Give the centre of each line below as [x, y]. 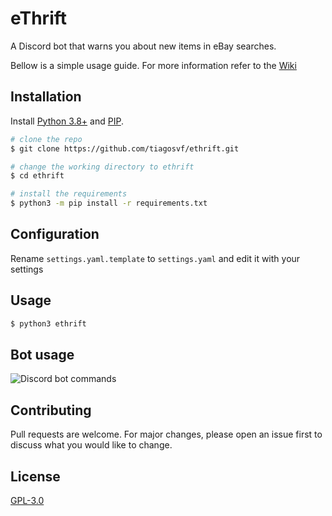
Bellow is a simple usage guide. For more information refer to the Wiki [153, 65]
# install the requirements [69, 194]
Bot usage [42, 354]
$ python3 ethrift [48, 323]
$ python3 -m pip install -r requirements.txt [109, 203]
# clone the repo [46, 139]
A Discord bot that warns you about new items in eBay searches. [143, 46]
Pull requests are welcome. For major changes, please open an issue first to [166, 434]
